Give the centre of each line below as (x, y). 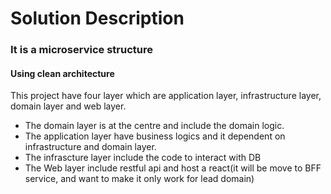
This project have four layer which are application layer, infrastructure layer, (166, 96)
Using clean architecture (62, 73)
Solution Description (97, 18)
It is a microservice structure (81, 50)
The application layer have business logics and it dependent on (155, 136)
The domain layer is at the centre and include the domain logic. (154, 126)
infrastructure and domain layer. (90, 147)
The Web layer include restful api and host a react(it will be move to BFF (173, 168)
